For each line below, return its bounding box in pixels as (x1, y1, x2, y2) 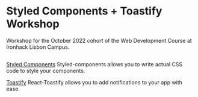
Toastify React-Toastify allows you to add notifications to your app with (6, 79, 182, 86)
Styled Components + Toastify (6, 4, 162, 18)
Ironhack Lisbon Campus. (6, 43, 70, 51)
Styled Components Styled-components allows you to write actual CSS (6, 61, 183, 68)
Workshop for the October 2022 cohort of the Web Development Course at (6, 37, 193, 44)
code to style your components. (6, 67, 85, 75)
